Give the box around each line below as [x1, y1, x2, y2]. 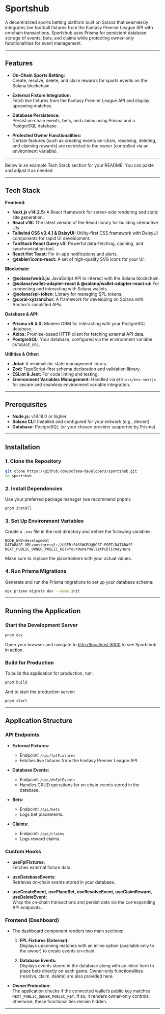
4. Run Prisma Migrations [5, 568, 67, 575]
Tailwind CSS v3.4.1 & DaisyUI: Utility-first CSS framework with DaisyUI [12, 230, 158, 236]
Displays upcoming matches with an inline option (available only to [19, 943, 155, 949]
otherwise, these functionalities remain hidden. [12, 999, 108, 1005]
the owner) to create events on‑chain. [19, 948, 96, 954]
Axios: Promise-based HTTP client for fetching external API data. [12, 331, 145, 337]
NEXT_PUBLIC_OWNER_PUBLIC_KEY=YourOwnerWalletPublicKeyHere [5, 547, 131, 552]
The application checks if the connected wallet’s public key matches [12, 988, 151, 994]
